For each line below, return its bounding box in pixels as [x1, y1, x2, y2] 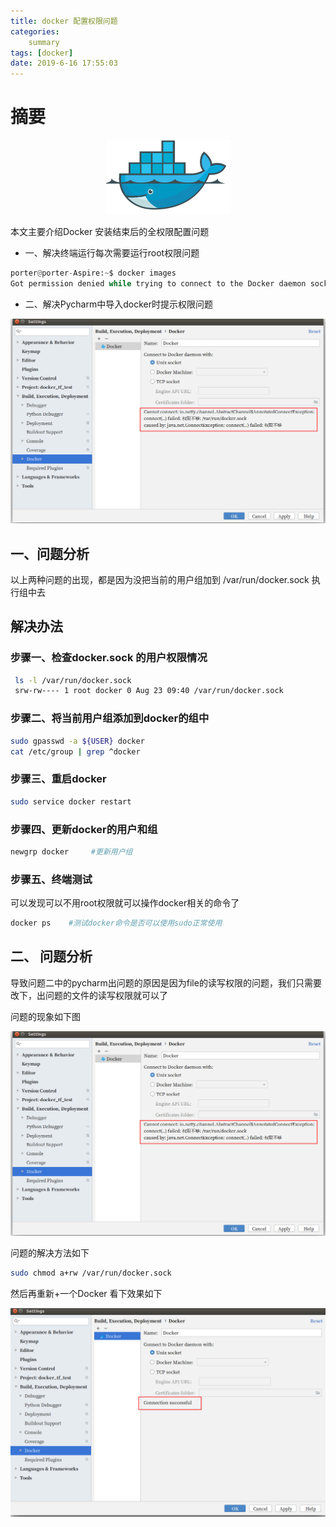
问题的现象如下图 [10, 1010, 81, 1022]
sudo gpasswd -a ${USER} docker [10, 736, 145, 746]
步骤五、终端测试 [10, 872, 93, 886]
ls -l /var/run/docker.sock [14, 675, 132, 685]
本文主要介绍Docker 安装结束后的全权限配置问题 [10, 226, 210, 238]
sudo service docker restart [10, 796, 132, 807]
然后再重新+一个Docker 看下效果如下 [10, 1287, 163, 1299]
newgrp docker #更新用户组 [10, 846, 133, 857]
